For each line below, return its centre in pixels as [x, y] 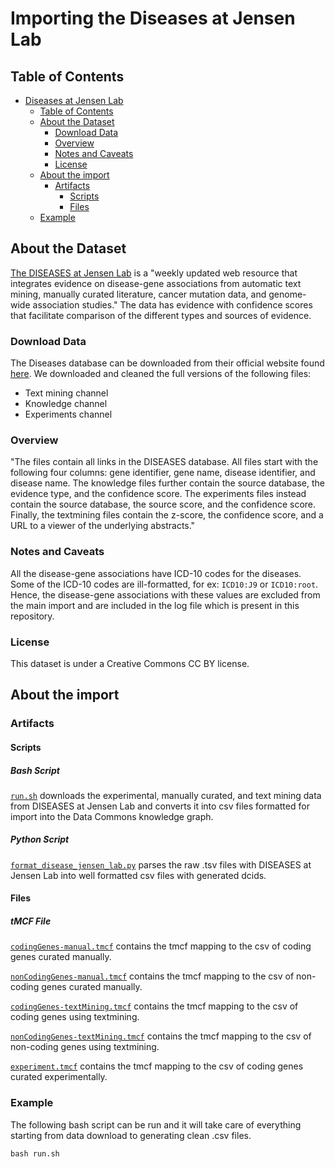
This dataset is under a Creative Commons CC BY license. [130, 663]
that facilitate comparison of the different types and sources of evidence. [161, 315]
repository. [32, 616]
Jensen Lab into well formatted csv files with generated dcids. [138, 875]
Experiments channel [68, 414]
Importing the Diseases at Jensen [153, 18]
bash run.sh [35, 1153]
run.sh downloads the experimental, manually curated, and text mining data [166, 795]
